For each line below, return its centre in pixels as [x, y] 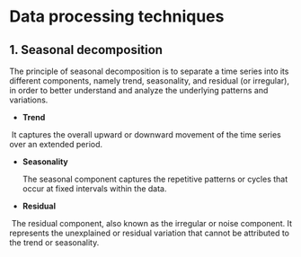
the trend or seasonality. [54, 243]
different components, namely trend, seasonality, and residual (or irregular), [150, 81]
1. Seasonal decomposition [86, 50]
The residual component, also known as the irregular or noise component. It [152, 223]
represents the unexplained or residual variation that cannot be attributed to [150, 233]
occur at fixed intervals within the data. [95, 189]
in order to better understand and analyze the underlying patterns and [139, 90]
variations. [29, 100]
